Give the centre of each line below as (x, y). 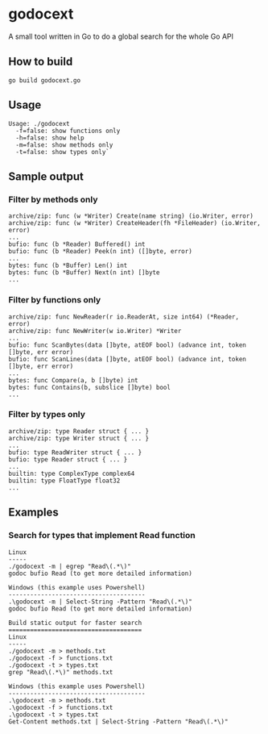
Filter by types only (47, 415)
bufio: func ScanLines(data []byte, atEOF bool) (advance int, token (128, 359)
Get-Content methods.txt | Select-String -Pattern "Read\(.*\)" (118, 721)
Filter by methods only (53, 199)
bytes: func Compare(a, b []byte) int (73, 380)
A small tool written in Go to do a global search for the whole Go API (121, 36)
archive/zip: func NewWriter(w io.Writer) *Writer (95, 331)
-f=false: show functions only (68, 131)
